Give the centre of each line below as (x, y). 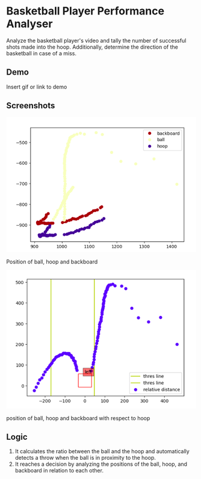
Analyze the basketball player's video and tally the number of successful (96, 40)
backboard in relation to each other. (59, 471)
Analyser (29, 24)
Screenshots (31, 106)
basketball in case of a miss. (42, 53)
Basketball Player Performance (85, 11)
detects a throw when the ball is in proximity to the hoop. (85, 458)
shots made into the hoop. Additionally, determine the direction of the (92, 47)
